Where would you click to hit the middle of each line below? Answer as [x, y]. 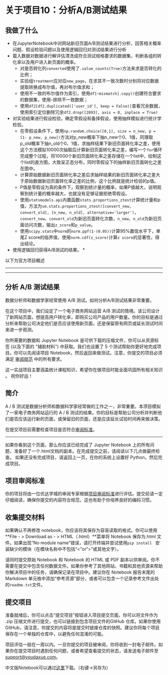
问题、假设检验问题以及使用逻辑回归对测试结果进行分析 [69, 50]
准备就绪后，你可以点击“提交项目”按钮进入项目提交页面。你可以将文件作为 [82, 615]
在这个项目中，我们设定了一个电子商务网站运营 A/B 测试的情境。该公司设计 [82, 310]
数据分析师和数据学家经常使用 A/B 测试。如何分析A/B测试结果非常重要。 [80, 300]
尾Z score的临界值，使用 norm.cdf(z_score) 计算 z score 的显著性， [87, 237]
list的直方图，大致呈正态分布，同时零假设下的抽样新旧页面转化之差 [93, 162]
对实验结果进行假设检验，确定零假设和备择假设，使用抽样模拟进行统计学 [87, 118]
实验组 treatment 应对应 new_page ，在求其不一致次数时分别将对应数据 [89, 81]
